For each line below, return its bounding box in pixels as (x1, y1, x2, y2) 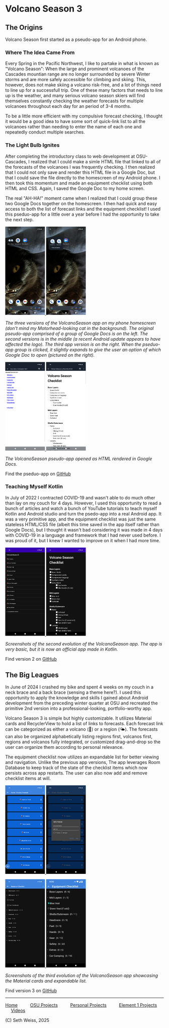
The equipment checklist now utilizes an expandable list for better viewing (5, 754, 159, 760)
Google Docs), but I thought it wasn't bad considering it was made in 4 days (5, 527, 163, 533)
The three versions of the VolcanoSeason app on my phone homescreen (5, 320, 156, 326)
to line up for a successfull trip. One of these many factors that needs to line (5, 87, 163, 93)
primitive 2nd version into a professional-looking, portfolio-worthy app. (5, 705, 152, 712)
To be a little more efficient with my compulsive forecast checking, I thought (5, 113, 162, 119)
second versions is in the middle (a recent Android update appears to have (5, 336, 161, 342)
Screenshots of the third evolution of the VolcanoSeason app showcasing (5, 973, 158, 979)
